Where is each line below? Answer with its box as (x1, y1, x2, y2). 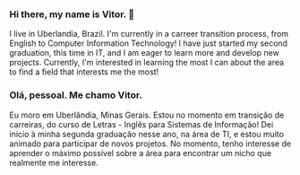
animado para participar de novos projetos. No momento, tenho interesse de (9, 138, 292, 149)
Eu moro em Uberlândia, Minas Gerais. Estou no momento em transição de (9, 109, 285, 120)
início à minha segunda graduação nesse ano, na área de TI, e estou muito (9, 128, 285, 139)
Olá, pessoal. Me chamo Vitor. (9, 89, 143, 101)
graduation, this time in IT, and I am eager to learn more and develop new (9, 48, 279, 58)
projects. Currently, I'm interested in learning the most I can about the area (9, 57, 285, 68)
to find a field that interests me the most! (9, 66, 159, 77)
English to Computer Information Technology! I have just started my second (9, 38, 288, 48)
